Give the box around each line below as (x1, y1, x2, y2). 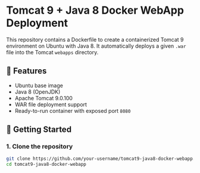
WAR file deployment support (14, 101, 87, 108)
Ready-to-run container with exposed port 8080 (14, 107, 131, 114)
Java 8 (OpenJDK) (14, 88, 61, 95)
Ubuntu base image (14, 82, 64, 89)
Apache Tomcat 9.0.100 (14, 94, 73, 101)
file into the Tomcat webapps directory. (6, 48, 99, 55)
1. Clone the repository (6, 143, 73, 151)
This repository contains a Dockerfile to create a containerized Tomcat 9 (6, 36, 184, 43)
